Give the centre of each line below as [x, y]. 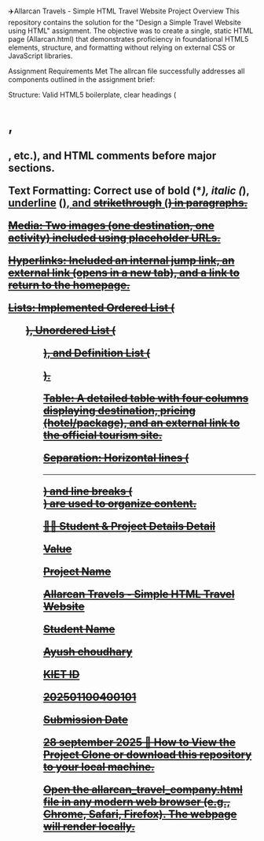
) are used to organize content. [120, 504]
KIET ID [61, 674]
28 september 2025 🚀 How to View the [139, 742]
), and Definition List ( [97, 353]
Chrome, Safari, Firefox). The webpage [140, 814]
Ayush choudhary [88, 652]
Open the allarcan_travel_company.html [143, 789]
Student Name [79, 629]
